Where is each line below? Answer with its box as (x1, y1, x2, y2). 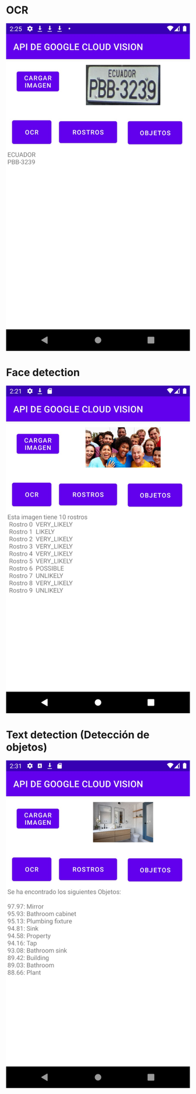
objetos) (6, 741, 48, 754)
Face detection (6, 366, 80, 379)
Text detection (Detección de (6, 728, 150, 742)
